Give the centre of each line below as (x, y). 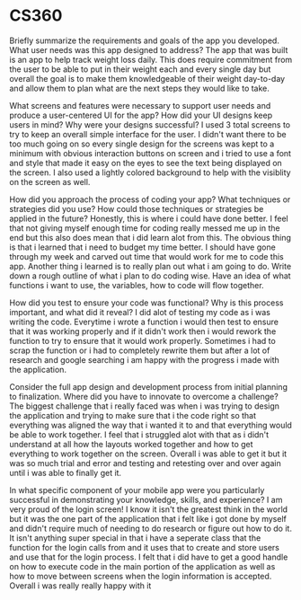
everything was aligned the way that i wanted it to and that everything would (150, 425)
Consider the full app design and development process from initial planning (148, 386)
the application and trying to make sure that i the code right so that (133, 415)
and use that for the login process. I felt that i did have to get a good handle (149, 557)
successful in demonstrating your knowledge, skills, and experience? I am (146, 499)
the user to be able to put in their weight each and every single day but (140, 69)
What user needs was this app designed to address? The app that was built (149, 49)
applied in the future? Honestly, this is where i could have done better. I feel (149, 218)
